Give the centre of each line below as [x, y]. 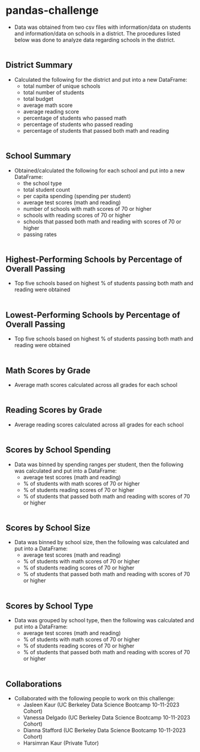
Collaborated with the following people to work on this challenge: [94, 699]
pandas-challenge [52, 11]
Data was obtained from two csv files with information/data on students [102, 27]
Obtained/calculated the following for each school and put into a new [99, 170]
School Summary [38, 156]
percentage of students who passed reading [78, 124]
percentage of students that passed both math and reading [96, 130]
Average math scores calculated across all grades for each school [96, 385]
